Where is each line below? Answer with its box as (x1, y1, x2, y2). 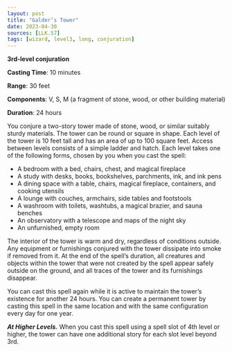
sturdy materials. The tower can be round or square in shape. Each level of (7, 129, 220, 138)
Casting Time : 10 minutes (7, 69, 81, 77)
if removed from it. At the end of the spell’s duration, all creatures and (7, 252, 206, 260)
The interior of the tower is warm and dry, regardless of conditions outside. (7, 237, 222, 246)
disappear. (7, 274, 37, 282)
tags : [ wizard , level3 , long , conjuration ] (7, 36, 135, 43)
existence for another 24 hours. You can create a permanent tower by (7, 295, 206, 303)
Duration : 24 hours (7, 109, 62, 117)
